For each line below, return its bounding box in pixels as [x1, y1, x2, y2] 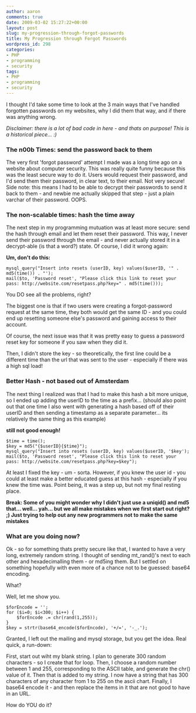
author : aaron [6, 8, 41, 15]
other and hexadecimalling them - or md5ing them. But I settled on [6, 558, 166, 565]
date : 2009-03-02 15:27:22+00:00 [6, 19, 88, 25]
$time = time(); [6, 438, 46, 444]
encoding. [6, 571, 30, 578]
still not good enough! [6, 427, 61, 434]
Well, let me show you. [6, 593, 60, 601]
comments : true [6, 14, 43, 20]
